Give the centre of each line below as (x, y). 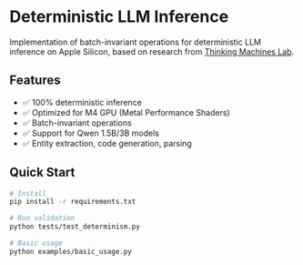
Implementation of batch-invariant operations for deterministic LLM (136, 42)
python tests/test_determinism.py (75, 227)
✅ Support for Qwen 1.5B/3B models (91, 133)
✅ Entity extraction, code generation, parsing (107, 143)
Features (35, 81)
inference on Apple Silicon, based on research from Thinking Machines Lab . (152, 51)
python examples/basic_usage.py (71, 251)
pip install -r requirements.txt (73, 202)
